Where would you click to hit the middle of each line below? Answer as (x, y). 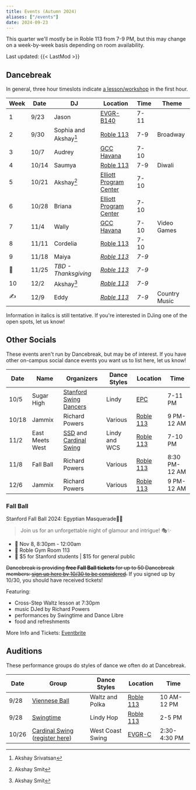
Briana (63, 206)
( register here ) (52, 738)
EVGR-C (139, 734)
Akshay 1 (66, 138)
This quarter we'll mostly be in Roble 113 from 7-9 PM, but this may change (96, 39)
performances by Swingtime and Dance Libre (69, 615)
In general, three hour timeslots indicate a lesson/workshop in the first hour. (97, 89)
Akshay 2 (66, 182)
